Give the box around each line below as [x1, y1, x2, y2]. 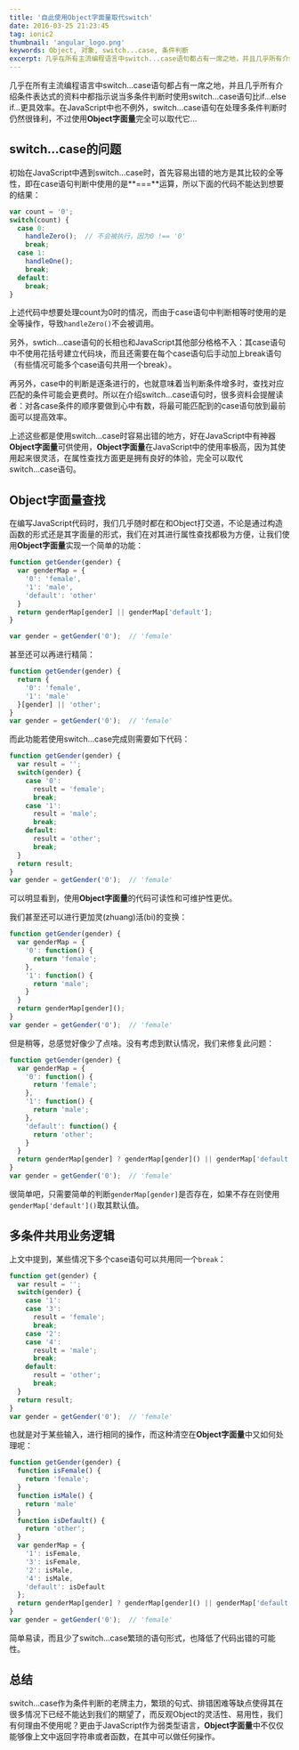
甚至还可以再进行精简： [9, 649, 95, 660]
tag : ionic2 [9, 29, 53, 38]
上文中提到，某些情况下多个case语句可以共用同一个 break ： [9, 1253, 227, 1264]
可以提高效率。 [16, 411, 72, 423]
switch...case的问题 [9, 142, 122, 157]
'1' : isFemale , [25, 1550, 82, 1559]
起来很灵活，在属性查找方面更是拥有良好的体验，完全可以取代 [16, 453, 243, 464]
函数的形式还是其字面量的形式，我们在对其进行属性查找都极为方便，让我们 [9, 529, 282, 539]
